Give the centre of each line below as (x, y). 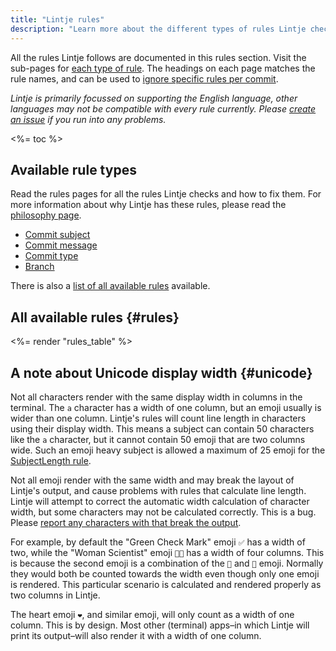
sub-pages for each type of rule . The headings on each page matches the (163, 68)
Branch (39, 267)
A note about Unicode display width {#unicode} (161, 372)
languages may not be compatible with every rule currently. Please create (163, 108)
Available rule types (73, 169)
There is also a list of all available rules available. (110, 286)
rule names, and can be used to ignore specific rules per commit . (144, 78)
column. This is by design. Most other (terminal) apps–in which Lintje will (160, 625)
